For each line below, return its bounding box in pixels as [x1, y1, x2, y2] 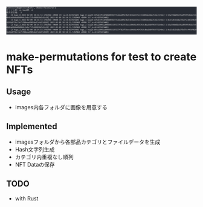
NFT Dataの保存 [14, 161, 56, 168]
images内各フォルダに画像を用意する [14, 103, 108, 110]
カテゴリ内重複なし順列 [14, 153, 74, 161]
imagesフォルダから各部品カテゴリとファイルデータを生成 [14, 138, 161, 145]
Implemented [6, 121, 57, 132]
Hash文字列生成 [14, 145, 55, 153]
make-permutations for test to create [6, 50, 197, 64]
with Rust [14, 194, 39, 202]
